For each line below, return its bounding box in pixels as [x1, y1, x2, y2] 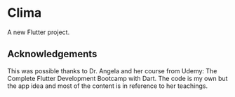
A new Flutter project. [7, 28, 70, 36]
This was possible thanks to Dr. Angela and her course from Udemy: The [7, 66, 217, 75]
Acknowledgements [7, 48, 98, 60]
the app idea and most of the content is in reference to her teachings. [7, 82, 208, 90]
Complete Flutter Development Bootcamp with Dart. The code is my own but [7, 74, 228, 82]
